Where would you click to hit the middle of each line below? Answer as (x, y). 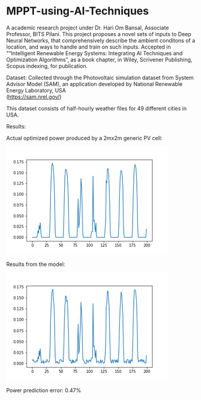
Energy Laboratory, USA (36, 90)
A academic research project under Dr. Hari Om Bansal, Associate (88, 28)
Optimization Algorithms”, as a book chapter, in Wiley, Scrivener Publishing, (99, 59)
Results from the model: (36, 264)
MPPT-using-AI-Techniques (77, 11)
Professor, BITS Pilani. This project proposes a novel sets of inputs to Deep (99, 34)
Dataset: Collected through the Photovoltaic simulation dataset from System (100, 77)
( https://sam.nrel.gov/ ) (34, 97)
